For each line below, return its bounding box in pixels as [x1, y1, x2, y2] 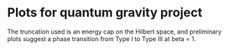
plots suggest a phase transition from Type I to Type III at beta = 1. [7, 34, 196, 42]
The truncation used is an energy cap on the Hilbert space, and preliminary [7, 27, 222, 36]
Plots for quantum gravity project [7, 5, 203, 21]
